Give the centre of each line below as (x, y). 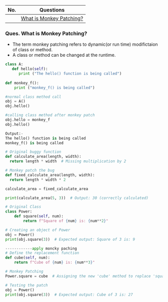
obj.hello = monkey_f (28, 120)
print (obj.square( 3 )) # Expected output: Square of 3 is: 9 (70, 239)
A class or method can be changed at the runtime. (64, 55)
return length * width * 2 (38, 180)
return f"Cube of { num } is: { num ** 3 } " (54, 263)
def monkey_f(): (22, 83)
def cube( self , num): (28, 258)
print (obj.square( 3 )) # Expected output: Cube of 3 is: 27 (69, 294)
